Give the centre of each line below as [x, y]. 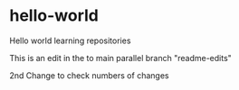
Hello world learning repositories [70, 40]
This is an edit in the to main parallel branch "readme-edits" [121, 58]
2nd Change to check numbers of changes [89, 75]
